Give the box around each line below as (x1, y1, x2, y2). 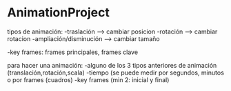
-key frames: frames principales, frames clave (7, 48, 139, 56)
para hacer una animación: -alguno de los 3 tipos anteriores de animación (7, 61, 217, 69)
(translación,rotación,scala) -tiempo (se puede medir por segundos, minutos (7, 68, 224, 77)
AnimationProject (7, 5, 110, 21)
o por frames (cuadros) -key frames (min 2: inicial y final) (7, 75, 170, 83)
